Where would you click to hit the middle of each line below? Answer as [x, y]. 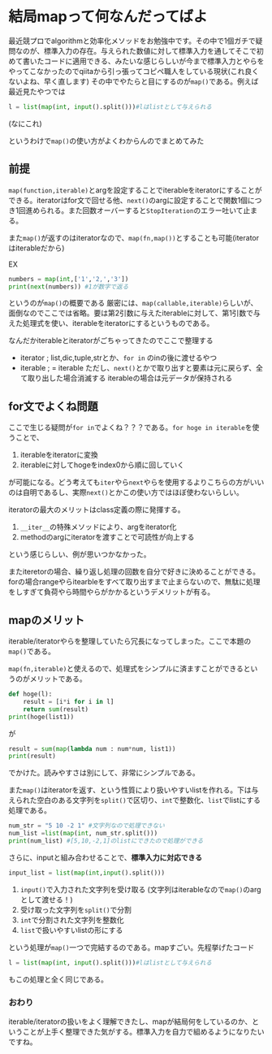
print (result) [32, 757]
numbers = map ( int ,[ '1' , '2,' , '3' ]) [69, 279]
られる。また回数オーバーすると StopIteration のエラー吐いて [141, 210]
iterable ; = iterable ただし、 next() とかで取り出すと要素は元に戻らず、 [138, 368]
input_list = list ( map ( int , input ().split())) [86, 873]
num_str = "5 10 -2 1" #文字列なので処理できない [86, 826]
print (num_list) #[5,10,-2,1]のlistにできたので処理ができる [106, 841]
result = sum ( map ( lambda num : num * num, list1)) [92, 748]
